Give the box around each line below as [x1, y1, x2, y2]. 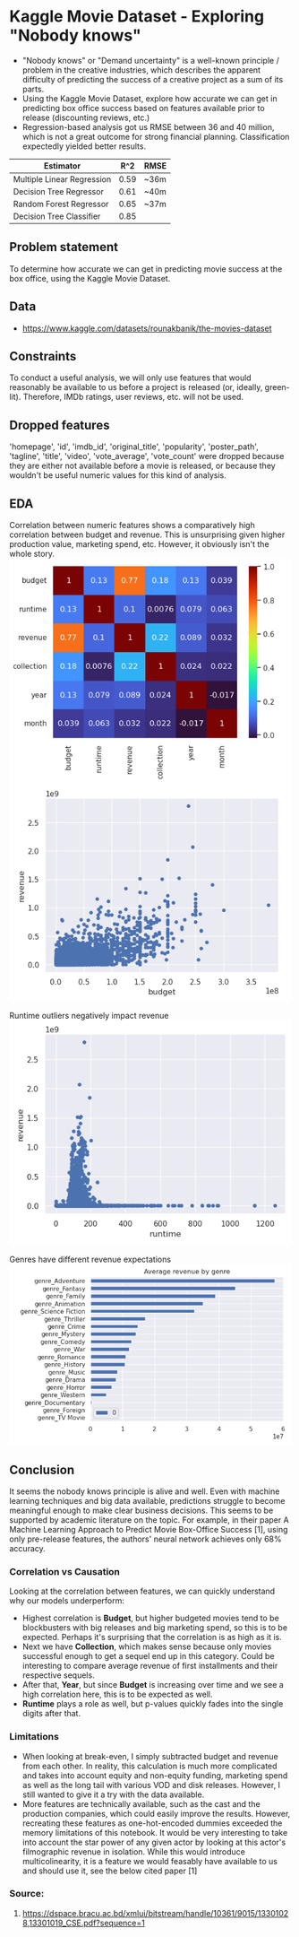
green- [264, 382, 291, 393]
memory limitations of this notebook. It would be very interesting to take [21, 1827, 288, 1837]
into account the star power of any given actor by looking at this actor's [21, 1837, 286, 1847]
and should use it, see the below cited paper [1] [21, 1865, 198, 1876]
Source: [9, 1888, 45, 1900]
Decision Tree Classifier [13, 211, 101, 221]
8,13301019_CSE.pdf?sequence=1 [21, 1917, 145, 1928]
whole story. [9, 549, 56, 559]
